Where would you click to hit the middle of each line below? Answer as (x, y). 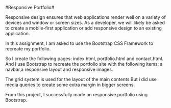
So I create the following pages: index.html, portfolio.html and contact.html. (84, 59)
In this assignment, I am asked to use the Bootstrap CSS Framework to (79, 43)
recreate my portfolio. (28, 49)
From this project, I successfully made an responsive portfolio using (77, 94)
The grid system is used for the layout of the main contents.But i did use (81, 79)
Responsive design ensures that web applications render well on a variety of (86, 17)
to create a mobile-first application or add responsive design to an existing (84, 28)
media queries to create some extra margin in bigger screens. (70, 85)
